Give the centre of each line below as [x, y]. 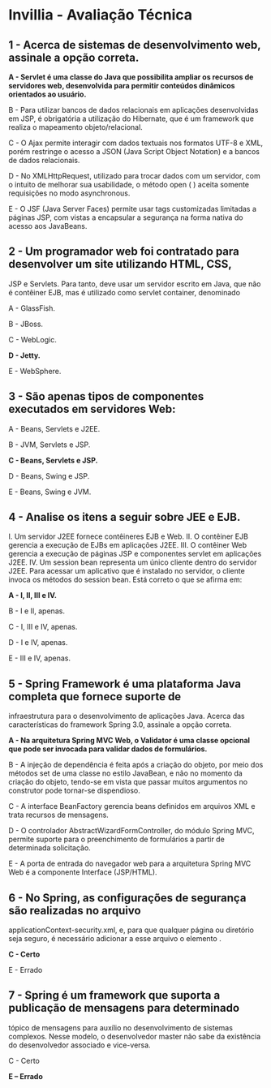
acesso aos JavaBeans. [48, 226]
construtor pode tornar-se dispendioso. [74, 791]
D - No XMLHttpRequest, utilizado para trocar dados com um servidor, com [135, 176]
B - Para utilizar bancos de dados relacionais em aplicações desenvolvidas [133, 110]
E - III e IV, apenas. [40, 658]
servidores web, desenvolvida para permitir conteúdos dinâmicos [122, 86]
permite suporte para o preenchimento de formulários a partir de [116, 839]
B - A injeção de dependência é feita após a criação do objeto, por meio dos [136, 765]
